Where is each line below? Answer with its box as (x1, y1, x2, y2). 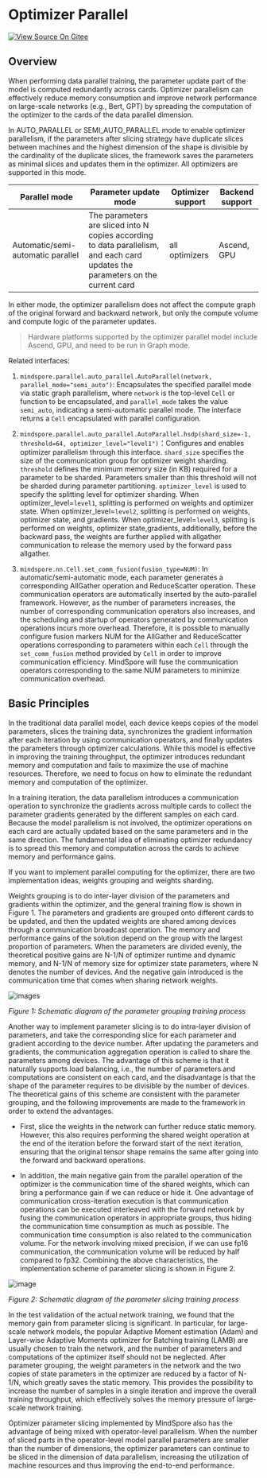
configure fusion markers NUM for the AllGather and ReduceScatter (19, 631, 242, 641)
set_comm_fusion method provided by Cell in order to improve (19, 648, 222, 658)
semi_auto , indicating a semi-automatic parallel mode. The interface (19, 405, 242, 414)
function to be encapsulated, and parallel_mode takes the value (19, 396, 229, 406)
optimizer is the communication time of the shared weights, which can (19, 1179, 250, 1189)
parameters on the (88, 269, 157, 280)
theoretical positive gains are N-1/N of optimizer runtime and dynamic (8, 950, 237, 960)
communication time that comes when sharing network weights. (8, 976, 219, 985)
